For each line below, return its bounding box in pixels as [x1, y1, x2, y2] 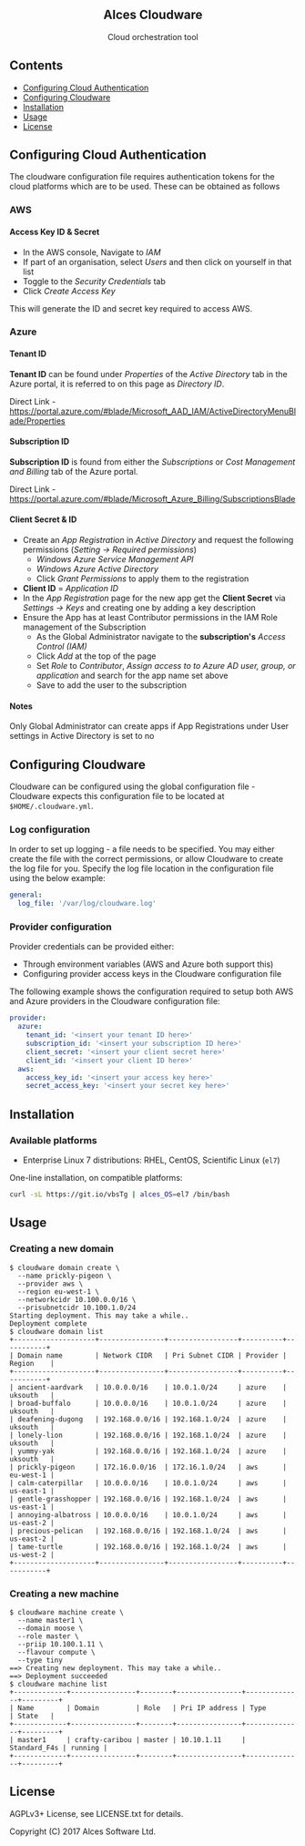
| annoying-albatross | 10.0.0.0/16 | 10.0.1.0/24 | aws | [9, 1510, 287, 1520]
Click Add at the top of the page [36, 651, 157, 661]
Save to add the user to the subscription [36, 680, 188, 691]
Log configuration [9, 824, 91, 836]
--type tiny [17, 1656, 64, 1665]
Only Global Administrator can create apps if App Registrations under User [9, 721, 290, 732]
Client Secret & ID [9, 514, 77, 525]
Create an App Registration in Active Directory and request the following [22, 535, 294, 546]
